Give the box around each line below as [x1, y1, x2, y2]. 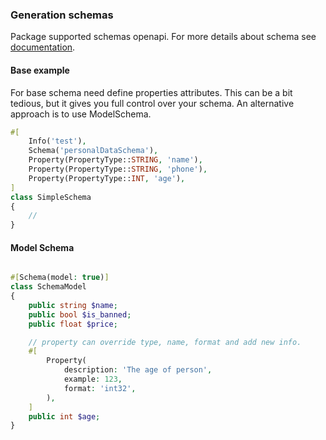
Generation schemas [10, 8, 114, 22]
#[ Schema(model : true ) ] [10, 273, 110, 283]
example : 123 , [63, 374, 123, 385]
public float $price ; [28, 319, 118, 329]
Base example [10, 64, 70, 76]
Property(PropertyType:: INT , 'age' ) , [28, 173, 186, 183]
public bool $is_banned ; [28, 309, 132, 320]
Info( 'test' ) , [28, 136, 87, 147]
